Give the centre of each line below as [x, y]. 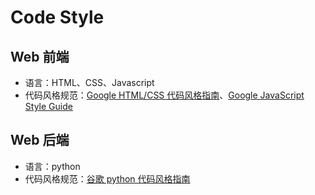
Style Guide [48, 106]
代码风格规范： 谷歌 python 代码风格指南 [107, 178]
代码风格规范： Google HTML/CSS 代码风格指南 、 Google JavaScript [164, 95]
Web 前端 [40, 56]
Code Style [57, 17]
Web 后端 [40, 140]
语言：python [52, 166]
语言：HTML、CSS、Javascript [89, 82]
